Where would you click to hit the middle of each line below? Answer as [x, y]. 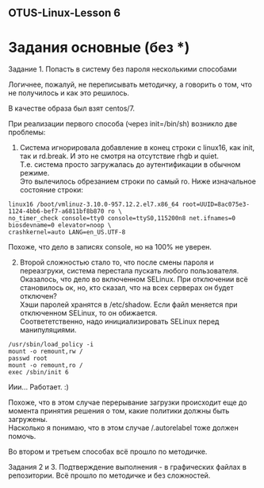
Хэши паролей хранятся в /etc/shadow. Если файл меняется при [128, 304]
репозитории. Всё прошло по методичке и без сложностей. [109, 475]
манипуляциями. [48, 330]
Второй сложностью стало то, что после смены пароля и [117, 262]
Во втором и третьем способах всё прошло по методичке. [108, 451]
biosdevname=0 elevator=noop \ [60, 226]
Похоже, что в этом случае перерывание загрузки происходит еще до [128, 403]
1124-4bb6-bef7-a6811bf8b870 [56, 211]
